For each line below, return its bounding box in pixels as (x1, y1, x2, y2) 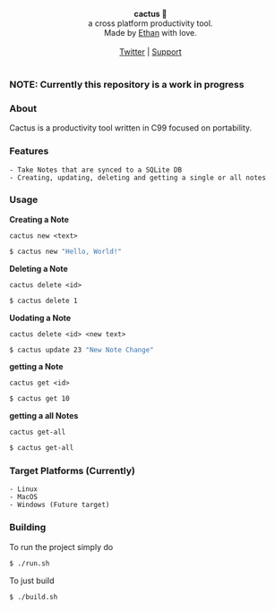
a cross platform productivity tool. (88, 18, 213, 29)
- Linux (9, 485, 39, 494)
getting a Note (9, 361, 64, 372)
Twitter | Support (119, 47, 182, 57)
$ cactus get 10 (9, 394, 70, 403)
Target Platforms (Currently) (9, 465, 136, 478)
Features (9, 145, 49, 157)
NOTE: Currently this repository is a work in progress (9, 78, 245, 90)
